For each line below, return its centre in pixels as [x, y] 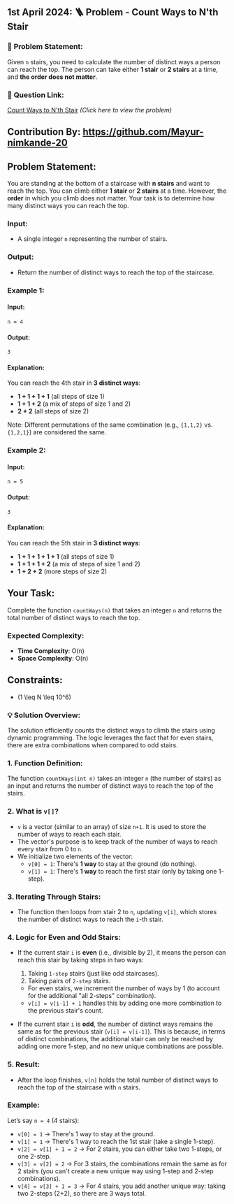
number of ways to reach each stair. [69, 834]
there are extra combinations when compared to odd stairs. [93, 745]
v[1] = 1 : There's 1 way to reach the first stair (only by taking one [122, 871]
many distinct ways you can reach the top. [68, 206]
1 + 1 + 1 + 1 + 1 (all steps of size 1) [66, 556]
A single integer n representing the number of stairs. [92, 239]
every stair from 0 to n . [50, 849]
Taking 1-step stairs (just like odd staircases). [93, 974]
